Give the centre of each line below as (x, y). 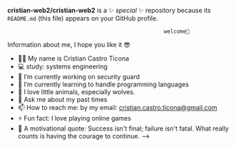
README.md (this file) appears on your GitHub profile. (83, 18)
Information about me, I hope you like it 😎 (69, 45)
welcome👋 (177, 31)
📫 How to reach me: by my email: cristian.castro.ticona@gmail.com (117, 107)
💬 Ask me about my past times (62, 100)
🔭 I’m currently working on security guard (79, 77)
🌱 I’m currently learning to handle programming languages (103, 84)
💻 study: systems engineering (63, 66)
